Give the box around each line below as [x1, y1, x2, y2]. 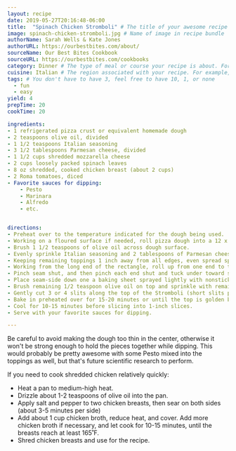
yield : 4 [7, 95, 33, 102]
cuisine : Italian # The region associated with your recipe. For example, [7, 69, 231, 76]
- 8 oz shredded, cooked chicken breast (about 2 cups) [7, 166, 174, 173]
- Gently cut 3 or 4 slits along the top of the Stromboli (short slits [7, 289, 225, 297]
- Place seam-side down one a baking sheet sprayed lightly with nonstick [7, 276, 231, 284]
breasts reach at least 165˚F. [17, 429, 100, 437]
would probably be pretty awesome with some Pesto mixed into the [7, 349, 202, 358]
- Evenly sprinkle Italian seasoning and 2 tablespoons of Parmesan [7, 250, 212, 257]
